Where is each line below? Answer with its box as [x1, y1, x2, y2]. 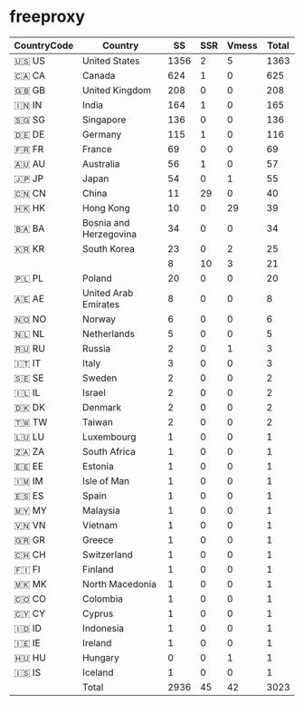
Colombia [82, 592, 124, 604]
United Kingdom [82, 83, 152, 96]
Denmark [82, 401, 122, 413]
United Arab [82, 286, 134, 299]
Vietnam [82, 518, 119, 531]
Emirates [82, 297, 120, 310]
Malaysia [82, 504, 120, 517]
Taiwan [82, 415, 113, 428]
